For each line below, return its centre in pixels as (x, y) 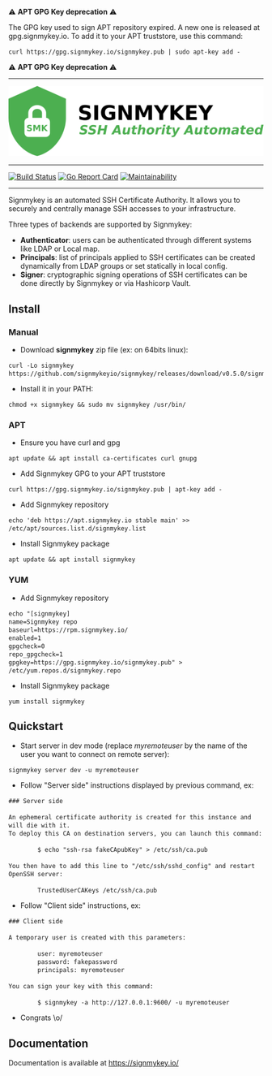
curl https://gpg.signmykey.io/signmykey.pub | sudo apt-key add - (125, 52)
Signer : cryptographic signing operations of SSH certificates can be (134, 274)
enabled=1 (25, 638)
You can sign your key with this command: (81, 987)
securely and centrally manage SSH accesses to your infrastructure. (122, 209)
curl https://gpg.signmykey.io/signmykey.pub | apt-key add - (115, 490)
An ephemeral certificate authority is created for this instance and (130, 818)
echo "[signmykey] (39, 614)
